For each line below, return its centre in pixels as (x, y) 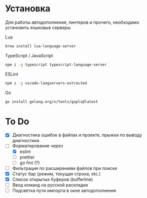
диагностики (26, 141)
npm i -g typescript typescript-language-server (56, 65)
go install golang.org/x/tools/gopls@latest (52, 102)
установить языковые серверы (38, 27)
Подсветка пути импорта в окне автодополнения (64, 190)
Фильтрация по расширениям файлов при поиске (65, 168)
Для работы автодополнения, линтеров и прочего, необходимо (72, 22)
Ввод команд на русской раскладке (50, 185)
